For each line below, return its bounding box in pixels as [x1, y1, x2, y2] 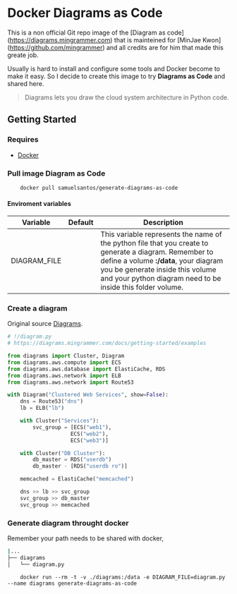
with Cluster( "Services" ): [20, 418, 99, 425]
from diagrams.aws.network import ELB [7, 372, 121, 379]
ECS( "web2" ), [70, 430, 109, 437]
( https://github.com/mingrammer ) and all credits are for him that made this [7, 43, 224, 51]
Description [143, 217, 183, 227]
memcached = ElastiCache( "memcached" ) [20, 475, 134, 483]
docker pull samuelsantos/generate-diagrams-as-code [20, 184, 178, 191]
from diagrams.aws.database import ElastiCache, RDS [7, 365, 166, 372]
